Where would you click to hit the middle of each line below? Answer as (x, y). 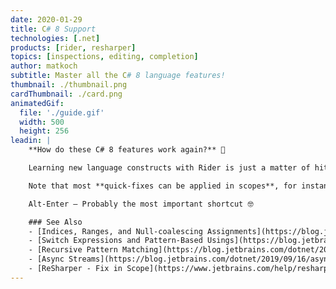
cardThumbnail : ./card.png (66, 94)
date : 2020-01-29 (46, 19)
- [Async (46, 259)
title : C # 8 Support (53, 29)
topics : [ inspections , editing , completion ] (104, 57)
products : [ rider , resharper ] (73, 47)
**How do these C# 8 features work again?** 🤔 (127, 150)
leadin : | (31, 141)
